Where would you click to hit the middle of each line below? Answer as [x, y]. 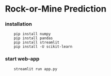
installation [19, 24]
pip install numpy [32, 34]
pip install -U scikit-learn [43, 47]
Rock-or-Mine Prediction [56, 9]
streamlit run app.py [35, 69]
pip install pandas [33, 38]
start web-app [22, 59]
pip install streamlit [37, 43]
